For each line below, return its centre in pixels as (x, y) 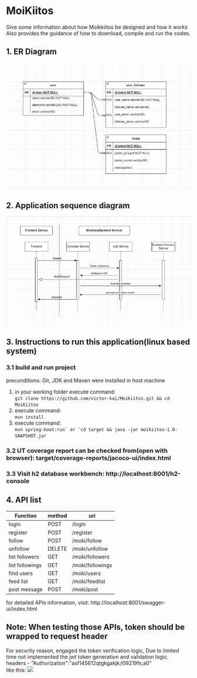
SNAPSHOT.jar (30, 436)
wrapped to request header (57, 637)
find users (21, 573)
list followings (25, 565)
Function (26, 516)
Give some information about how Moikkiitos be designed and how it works (97, 27)
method (57, 516)
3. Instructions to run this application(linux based (98, 342)
